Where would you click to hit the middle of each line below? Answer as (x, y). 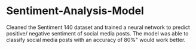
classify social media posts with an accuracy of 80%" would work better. (96, 40)
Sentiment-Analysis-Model (75, 11)
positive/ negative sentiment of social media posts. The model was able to (97, 33)
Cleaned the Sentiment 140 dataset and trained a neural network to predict (98, 27)
